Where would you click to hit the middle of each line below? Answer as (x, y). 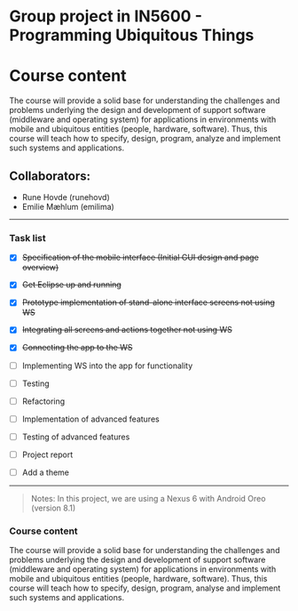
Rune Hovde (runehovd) (66, 197)
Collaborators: (50, 176)
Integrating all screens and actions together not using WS (127, 330)
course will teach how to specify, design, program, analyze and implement (145, 139)
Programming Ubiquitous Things (132, 35)
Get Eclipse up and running (71, 285)
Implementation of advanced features (90, 419)
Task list (27, 237)
